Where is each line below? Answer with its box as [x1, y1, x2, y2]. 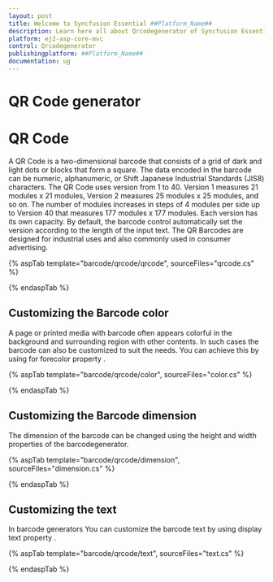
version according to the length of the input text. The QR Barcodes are [8, 225, 244, 235]
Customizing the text [8, 503, 117, 517]
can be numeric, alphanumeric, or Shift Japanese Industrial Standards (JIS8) [8, 174, 265, 183]
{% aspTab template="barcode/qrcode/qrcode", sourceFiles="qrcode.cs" [8, 258, 254, 268]
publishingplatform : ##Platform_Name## [8, 50, 144, 58]
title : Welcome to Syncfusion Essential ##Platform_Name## [8, 20, 213, 28]
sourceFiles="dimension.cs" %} [8, 463, 115, 473]
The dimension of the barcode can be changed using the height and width [8, 430, 258, 440]
